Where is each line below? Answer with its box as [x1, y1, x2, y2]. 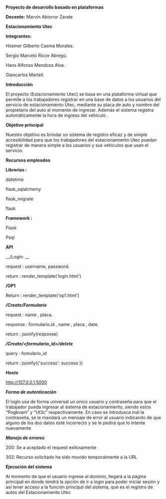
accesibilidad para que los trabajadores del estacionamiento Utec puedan [5, 137, 157, 143]
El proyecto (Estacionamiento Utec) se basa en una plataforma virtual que [5, 91, 157, 97]
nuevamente [5, 425, 31, 431]
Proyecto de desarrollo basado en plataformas [5, 4, 104, 10]
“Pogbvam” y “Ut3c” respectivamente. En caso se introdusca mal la [5, 409, 145, 415]
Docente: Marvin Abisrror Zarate [5, 14, 73, 19]
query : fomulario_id [5, 350, 47, 356]
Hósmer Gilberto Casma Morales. [5, 43, 74, 49]
